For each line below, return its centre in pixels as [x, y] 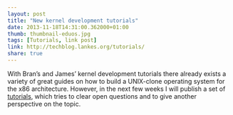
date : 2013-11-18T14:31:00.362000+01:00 [68, 27]
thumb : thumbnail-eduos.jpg [49, 34]
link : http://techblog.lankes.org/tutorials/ [76, 47]
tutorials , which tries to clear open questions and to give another [102, 96]
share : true [25, 54]
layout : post [27, 14]
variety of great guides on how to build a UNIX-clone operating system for [116, 81]
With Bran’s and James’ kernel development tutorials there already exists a [117, 73]
